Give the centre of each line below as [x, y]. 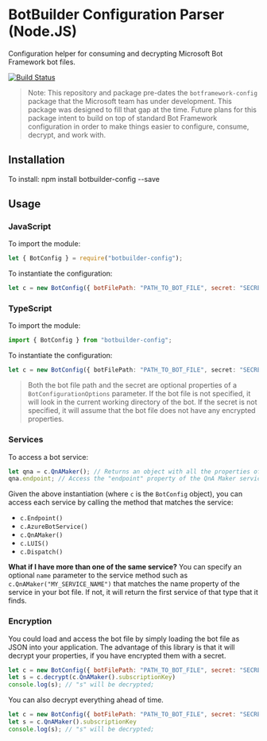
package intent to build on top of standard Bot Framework [122, 118]
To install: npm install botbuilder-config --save [84, 179]
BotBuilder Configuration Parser [116, 15]
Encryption [30, 621]
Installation [37, 160]
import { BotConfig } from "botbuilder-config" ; [90, 340]
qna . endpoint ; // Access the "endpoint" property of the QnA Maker [122, 479]
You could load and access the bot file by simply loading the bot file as [124, 639]
